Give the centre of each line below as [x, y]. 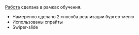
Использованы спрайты [37, 22]
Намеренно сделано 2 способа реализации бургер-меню [73, 17]
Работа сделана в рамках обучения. [43, 7]
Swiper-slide [25, 27]
